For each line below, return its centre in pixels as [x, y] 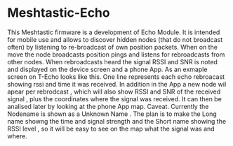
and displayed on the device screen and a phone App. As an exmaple [107, 69]
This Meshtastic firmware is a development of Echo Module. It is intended [114, 32]
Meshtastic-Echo [59, 13]
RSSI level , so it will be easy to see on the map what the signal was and [111, 129]
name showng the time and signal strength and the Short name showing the [117, 121]
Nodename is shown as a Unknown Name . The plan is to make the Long [112, 114]
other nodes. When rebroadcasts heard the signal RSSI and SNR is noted [112, 61]
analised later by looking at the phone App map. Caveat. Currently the [108, 106]
